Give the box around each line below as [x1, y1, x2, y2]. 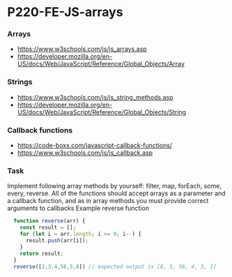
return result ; [20, 250, 64, 257]
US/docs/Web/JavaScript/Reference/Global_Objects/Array [17, 60, 185, 68]
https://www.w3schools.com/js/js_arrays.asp [17, 45, 148, 53]
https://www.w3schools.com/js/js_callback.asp [17, 149, 153, 157]
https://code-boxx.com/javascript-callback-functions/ [17, 141, 173, 150]
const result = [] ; [20, 224, 77, 231]
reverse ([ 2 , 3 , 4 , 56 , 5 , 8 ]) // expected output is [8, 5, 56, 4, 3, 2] [13, 263, 217, 270]
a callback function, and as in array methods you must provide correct [7, 197, 209, 205]
